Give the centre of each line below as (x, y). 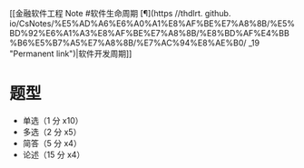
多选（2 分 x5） (52, 132)
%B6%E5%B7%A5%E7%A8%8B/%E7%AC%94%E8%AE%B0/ (128, 43)
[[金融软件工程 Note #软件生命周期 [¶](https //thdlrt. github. (120, 13)
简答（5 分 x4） (52, 143)
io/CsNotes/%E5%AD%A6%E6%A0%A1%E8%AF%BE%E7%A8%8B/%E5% (152, 24)
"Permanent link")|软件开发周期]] (71, 54)
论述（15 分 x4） (54, 154)
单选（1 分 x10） (53, 120)
